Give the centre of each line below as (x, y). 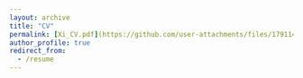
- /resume (36, 59)
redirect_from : (38, 51)
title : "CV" (32, 26)
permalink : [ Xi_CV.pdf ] (54, 34)
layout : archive (40, 17)
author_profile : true (50, 43)
